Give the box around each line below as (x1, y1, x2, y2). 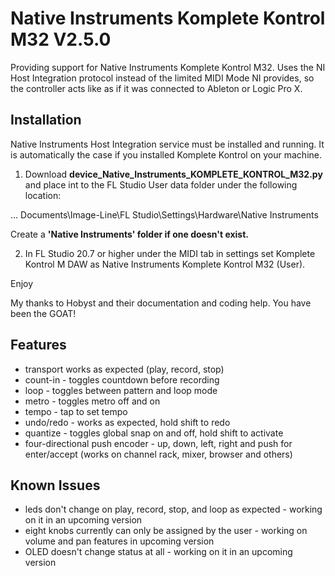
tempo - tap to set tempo (24, 405, 128, 417)
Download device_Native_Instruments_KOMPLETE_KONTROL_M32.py (24, 168, 323, 180)
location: (24, 189, 62, 201)
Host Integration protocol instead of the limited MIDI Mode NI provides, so (10, 72, 315, 84)
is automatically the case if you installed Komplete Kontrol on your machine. (10, 148, 322, 161)
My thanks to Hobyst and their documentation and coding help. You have (10, 297, 312, 309)
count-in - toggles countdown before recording (24, 373, 220, 386)
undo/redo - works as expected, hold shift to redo (24, 416, 231, 428)
